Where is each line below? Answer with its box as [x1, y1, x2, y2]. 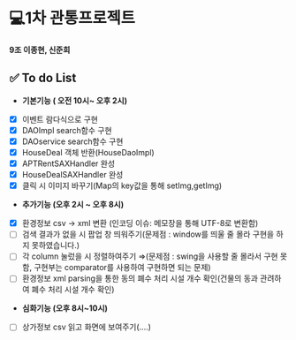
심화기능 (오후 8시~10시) [21, 303, 109, 314]
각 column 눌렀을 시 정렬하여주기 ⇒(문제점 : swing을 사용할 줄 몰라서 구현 [21, 251, 278, 261]
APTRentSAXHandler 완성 [21, 158, 116, 169]
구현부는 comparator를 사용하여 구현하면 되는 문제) [34, 262, 211, 273]
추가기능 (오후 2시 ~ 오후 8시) [21, 200, 125, 210]
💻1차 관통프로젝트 [9, 8, 135, 28]
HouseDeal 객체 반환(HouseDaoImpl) [21, 147, 155, 157]
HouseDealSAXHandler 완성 [21, 170, 124, 180]
